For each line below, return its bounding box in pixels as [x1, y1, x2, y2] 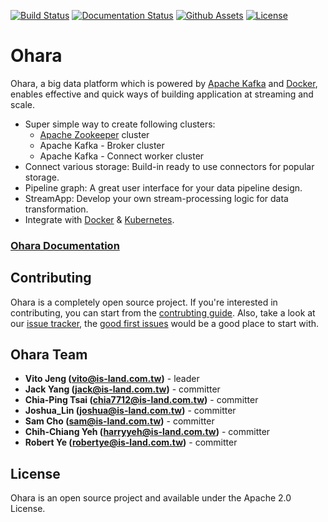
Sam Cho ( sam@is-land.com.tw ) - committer [24, 415, 215, 427]
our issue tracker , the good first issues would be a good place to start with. [10, 317, 320, 329]
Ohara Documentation [10, 238, 120, 252]
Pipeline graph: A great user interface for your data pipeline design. [24, 181, 303, 194]
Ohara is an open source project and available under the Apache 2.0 [10, 492, 292, 504]
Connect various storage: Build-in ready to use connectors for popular [24, 160, 315, 172]
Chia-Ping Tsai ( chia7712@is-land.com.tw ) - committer [24, 394, 259, 406]
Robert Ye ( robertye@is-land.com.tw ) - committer [24, 436, 238, 449]
